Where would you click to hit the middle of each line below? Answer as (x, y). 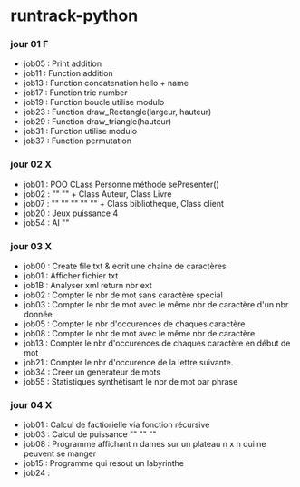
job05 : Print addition (63, 63)
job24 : (37, 473)
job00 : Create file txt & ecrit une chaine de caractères (125, 266)
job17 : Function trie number (75, 93)
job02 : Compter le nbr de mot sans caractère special (123, 295)
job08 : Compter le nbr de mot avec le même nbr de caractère (139, 334)
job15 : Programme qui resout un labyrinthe (104, 463)
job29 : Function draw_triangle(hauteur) (97, 122)
